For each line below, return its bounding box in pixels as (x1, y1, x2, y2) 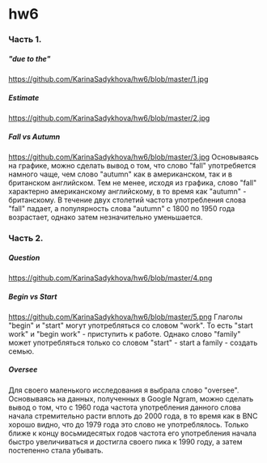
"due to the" (8, 53, 51, 63)
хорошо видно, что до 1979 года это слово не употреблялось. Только (8, 419, 249, 429)
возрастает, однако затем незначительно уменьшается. (8, 212, 203, 223)
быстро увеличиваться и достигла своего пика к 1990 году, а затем (8, 436, 243, 446)
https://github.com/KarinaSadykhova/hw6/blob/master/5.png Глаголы (8, 312, 243, 321)
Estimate (8, 92, 40, 102)
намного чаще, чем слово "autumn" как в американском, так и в (8, 169, 233, 179)
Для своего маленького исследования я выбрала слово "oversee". (8, 385, 239, 395)
